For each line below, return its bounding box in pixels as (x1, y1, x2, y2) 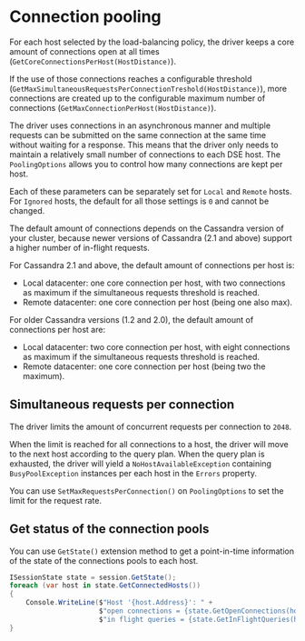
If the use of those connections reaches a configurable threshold (9, 73, 252, 84)
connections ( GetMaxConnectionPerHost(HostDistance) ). (9, 102, 217, 113)
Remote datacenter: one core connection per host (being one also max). (22, 296, 293, 307)
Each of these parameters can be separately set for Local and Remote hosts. (9, 185, 292, 196)
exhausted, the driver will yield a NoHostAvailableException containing (9, 457, 272, 469)
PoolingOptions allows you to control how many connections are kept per (9, 158, 283, 169)
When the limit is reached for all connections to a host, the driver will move (9, 438, 289, 449)
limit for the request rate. (9, 495, 103, 506)
